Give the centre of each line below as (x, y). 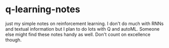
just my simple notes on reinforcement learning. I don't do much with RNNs (84, 23)
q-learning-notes (43, 9)
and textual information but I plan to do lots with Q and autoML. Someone (82, 29)
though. (14, 40)
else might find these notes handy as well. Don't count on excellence (78, 34)
